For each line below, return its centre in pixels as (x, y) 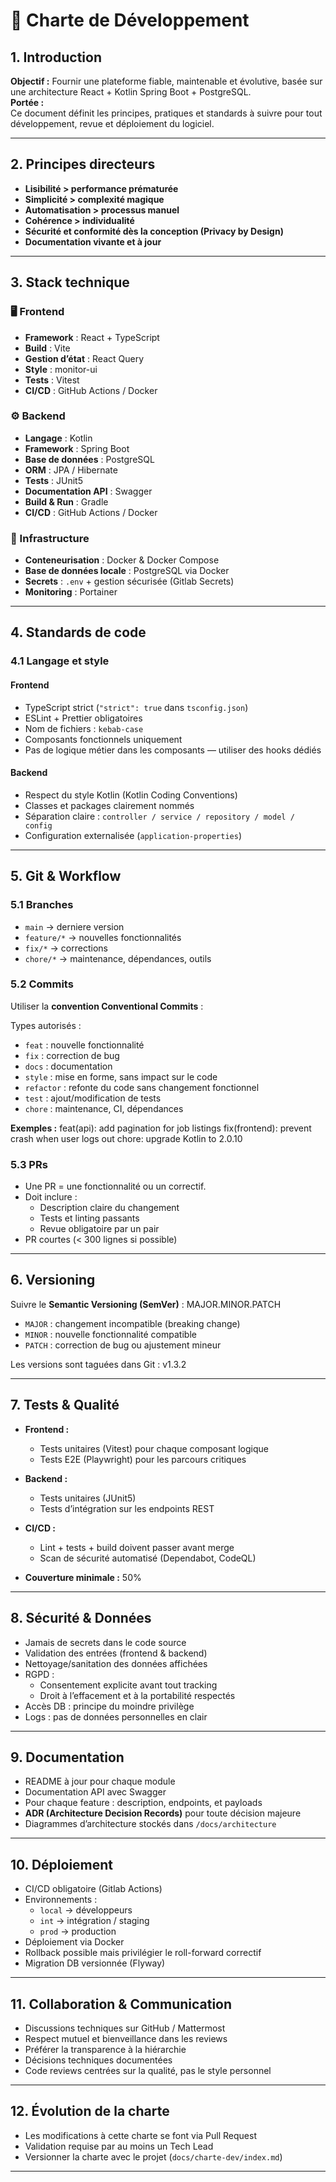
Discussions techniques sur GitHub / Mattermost (125, 2028)
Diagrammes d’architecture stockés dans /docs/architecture (150, 1824)
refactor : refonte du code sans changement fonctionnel (142, 1087)
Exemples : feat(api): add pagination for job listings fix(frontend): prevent (161, 1128)
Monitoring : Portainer (71, 592)
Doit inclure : (51, 1197)
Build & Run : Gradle (66, 501)
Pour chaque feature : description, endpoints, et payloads (143, 1803)
